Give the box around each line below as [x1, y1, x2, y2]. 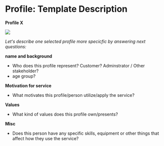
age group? [12, 73, 36, 79]
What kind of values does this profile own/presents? [12, 111, 118, 117]
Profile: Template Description [5, 3, 128, 15]
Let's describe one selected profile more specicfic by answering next [5, 38, 146, 44]
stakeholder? [12, 68, 39, 74]
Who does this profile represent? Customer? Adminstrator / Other [12, 62, 145, 68]
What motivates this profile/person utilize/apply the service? [12, 92, 134, 98]
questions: [5, 43, 27, 50]
